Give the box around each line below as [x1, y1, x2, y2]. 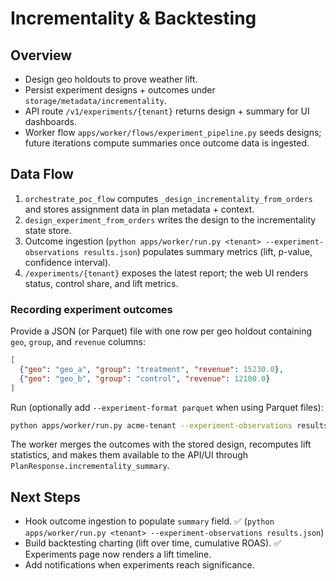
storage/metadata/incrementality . [24, 95, 167, 106]
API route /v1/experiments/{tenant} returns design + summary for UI [24, 105, 310, 117]
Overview [10, 47, 73, 64]
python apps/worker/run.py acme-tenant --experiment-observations [10, 420, 293, 431]
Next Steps [10, 488, 81, 506]
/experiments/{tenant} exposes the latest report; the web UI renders [24, 267, 309, 279]
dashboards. [24, 116, 77, 127]
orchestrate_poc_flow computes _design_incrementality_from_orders [24, 192, 313, 204]
